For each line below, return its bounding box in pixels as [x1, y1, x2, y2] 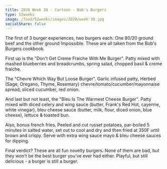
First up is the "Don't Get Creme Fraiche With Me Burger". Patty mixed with [5, 56, 160, 62]
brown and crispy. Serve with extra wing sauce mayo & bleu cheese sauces [5, 132, 161, 138]
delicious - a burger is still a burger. [5, 158, 79, 164]
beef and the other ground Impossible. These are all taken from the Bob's [5, 41, 157, 47]
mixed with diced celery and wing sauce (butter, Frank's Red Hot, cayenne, [5, 101, 160, 108]
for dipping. [5, 138, 29, 144]
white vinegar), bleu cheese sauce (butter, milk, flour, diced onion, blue [5, 107, 152, 113]
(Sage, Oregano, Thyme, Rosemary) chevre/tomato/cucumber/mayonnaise [5, 81, 160, 87]
